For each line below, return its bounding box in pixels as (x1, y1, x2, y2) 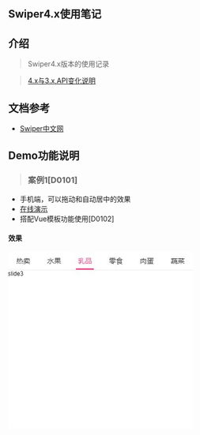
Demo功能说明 (8, 149, 80, 163)
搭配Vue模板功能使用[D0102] (19, 214, 115, 223)
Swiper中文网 (19, 124, 64, 133)
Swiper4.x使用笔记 (8, 7, 102, 21)
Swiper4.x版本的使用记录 (27, 59, 109, 69)
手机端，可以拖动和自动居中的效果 (19, 194, 131, 204)
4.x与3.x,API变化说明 (27, 76, 96, 85)
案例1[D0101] (27, 174, 77, 186)
